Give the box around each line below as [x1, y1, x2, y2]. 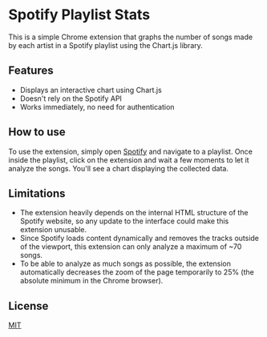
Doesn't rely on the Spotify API [19, 94, 123, 103]
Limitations [8, 187, 66, 200]
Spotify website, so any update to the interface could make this [19, 216, 229, 226]
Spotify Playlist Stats [8, 6, 151, 24]
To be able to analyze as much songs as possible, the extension [19, 259, 231, 269]
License [8, 299, 49, 313]
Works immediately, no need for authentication [19, 102, 175, 111]
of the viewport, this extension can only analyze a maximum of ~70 [19, 242, 242, 251]
